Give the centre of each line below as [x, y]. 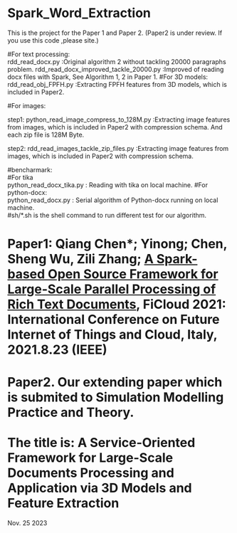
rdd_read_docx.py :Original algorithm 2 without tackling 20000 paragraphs [117, 61]
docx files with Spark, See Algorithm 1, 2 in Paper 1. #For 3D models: [108, 77]
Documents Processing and [91, 473]
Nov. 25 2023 [27, 523]
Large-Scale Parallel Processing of [112, 289]
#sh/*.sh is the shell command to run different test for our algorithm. [107, 215]
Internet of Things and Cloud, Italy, [112, 335]
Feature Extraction [63, 503]
